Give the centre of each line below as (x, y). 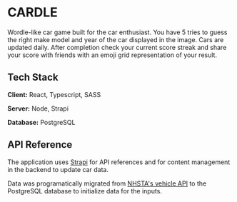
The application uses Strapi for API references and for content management (119, 162)
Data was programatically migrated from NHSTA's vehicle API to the (107, 183)
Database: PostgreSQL (41, 122)
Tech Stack (33, 77)
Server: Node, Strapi (38, 108)
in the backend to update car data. (58, 169)
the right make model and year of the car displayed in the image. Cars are (116, 39)
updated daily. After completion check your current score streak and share (117, 47)
